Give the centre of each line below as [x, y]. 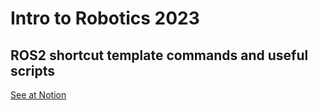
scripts [32, 70]
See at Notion [38, 95]
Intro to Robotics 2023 [105, 18]
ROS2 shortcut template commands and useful [159, 55]
